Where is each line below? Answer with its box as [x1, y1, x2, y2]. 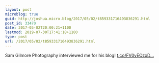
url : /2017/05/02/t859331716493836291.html [5, 39, 96, 44]
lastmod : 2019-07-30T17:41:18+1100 [5, 30, 78, 35]
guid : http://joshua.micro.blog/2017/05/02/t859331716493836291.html [5, 16, 151, 21]
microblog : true [5, 12, 38, 17]
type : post [5, 35, 27, 40]
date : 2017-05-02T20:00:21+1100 [5, 25, 71, 30]
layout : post [5, 7, 32, 12]
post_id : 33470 [5, 21, 36, 26]
